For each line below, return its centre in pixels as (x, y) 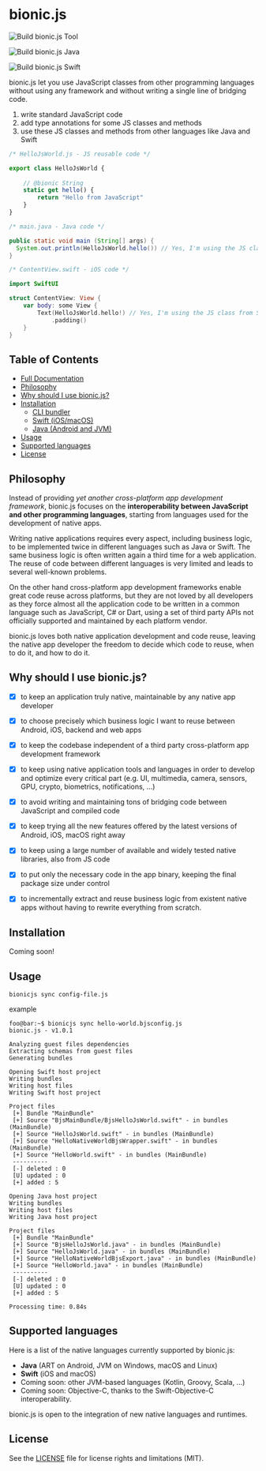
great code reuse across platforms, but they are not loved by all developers (131, 596)
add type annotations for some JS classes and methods (111, 122)
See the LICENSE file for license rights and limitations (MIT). (107, 1458)
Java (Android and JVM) (72, 429)
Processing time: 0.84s (48, 1307)
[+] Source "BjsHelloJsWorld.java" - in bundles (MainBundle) (117, 1245)
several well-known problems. (58, 572)
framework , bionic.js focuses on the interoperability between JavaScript (129, 506)
